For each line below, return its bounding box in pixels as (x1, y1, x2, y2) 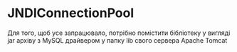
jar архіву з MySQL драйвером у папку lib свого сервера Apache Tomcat (7, 36, 228, 44)
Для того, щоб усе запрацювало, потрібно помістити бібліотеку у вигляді (7, 28, 231, 37)
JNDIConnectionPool (7, 5, 134, 21)
